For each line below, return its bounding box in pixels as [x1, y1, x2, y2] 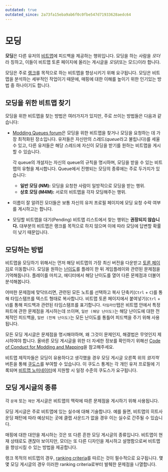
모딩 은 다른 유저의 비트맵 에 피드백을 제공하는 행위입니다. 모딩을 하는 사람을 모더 [5, 53, 160, 59]
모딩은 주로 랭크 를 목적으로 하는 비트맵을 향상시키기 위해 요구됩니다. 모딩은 [5, 70, 151, 76]
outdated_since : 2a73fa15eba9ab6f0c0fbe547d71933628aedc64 [5, 12, 131, 17]
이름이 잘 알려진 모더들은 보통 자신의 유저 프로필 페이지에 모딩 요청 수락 [12, 200, 152, 206]
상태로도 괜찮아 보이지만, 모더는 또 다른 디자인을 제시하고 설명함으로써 [10, 438, 147, 444]
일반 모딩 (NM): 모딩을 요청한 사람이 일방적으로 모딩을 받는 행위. [20, 183, 145, 189]
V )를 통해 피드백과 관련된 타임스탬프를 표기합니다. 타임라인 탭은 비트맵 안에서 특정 [5, 302, 160, 308]
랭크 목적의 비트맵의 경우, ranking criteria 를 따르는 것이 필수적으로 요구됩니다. [5, 455, 158, 461]
